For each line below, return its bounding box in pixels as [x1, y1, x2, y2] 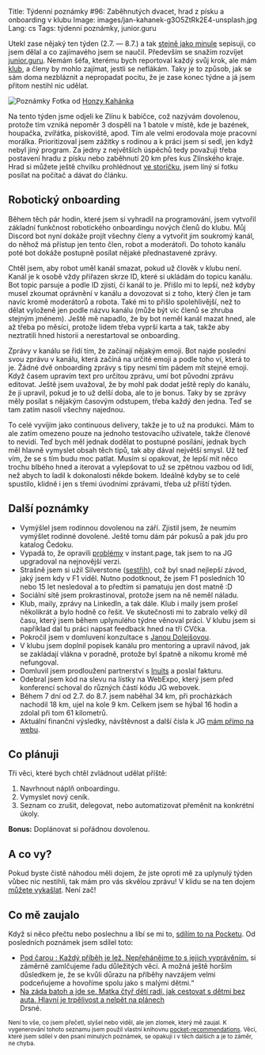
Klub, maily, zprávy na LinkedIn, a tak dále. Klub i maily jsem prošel [19, 598, 238, 608]
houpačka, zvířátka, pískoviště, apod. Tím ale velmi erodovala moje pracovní [8, 128, 257, 138]
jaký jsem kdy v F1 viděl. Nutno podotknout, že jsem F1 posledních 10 [19, 573, 245, 583]
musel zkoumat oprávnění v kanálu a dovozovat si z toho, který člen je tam [8, 288, 252, 298]
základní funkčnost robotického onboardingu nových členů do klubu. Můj [8, 222, 247, 232]
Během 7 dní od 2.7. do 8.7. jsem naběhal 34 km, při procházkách [19, 691, 233, 700]
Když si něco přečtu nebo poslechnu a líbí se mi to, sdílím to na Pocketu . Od [8, 929, 256, 939]
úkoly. [19, 809, 40, 818]
